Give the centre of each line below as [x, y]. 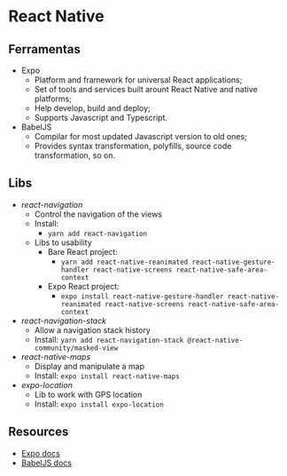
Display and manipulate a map [89, 366]
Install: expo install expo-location [99, 404]
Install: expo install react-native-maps [107, 376]
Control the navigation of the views [98, 214]
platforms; [53, 99]
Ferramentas [44, 49]
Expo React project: [84, 286]
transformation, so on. [75, 155]
